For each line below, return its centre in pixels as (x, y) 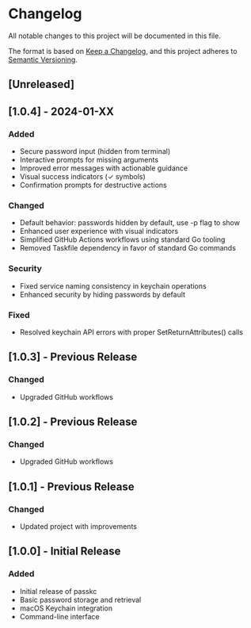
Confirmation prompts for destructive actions (93, 185)
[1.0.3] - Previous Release (73, 357)
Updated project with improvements (78, 526)
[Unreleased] (42, 84)
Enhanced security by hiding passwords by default (103, 294)
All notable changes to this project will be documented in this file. (115, 36)
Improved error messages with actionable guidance (104, 168)
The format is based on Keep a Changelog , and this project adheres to (123, 51)
